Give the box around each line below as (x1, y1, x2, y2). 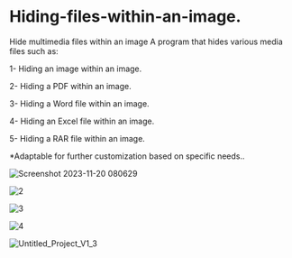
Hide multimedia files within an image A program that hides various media (9, 36, 283, 47)
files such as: (9, 45, 59, 56)
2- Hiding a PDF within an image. (9, 80, 132, 91)
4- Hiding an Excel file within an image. (9, 115, 155, 126)
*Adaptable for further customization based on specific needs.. (9, 151, 245, 161)
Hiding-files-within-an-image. (9, 6, 242, 27)
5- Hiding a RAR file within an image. (9, 133, 146, 143)
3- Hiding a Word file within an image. (9, 97, 151, 109)
